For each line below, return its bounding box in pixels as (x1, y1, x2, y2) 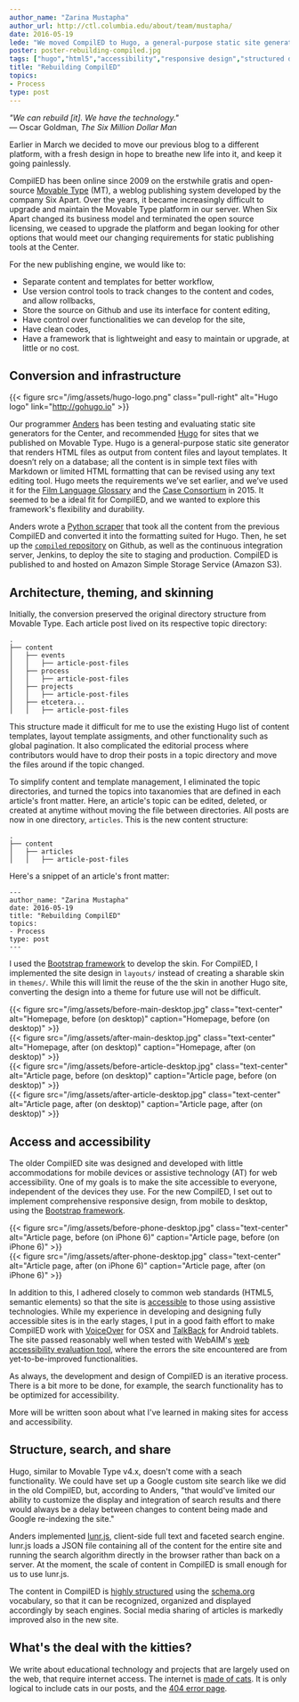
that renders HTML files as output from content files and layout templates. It (9, 447, 287, 458)
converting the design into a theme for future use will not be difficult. (9, 987, 262, 997)
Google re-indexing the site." (9, 1513, 115, 1524)
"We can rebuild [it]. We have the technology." (9, 112, 180, 123)
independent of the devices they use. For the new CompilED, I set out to (9, 1186, 273, 1196)
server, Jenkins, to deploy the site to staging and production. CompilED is (9, 549, 279, 560)
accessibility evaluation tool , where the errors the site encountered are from (9, 1343, 287, 1354)
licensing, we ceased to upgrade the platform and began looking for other (9, 222, 280, 233)
